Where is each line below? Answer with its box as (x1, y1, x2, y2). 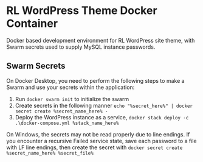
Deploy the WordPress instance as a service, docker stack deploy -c (15, 113, 189, 121)
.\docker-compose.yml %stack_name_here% (15, 120, 119, 126)
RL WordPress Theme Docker (6, 4, 157, 18)
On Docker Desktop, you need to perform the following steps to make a (6, 77, 185, 84)
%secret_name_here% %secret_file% (6, 150, 94, 156)
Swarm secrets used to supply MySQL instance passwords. (6, 43, 156, 51)
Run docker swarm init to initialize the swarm (15, 95, 129, 102)
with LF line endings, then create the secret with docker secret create (6, 144, 183, 151)
